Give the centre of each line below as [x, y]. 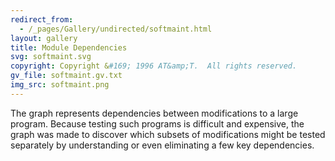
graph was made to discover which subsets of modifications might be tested [168, 134]
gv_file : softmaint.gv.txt [66, 76]
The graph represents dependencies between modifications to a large [154, 113]
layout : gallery [44, 38]
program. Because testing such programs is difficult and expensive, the [157, 123]
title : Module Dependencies [69, 47]
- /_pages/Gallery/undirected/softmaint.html [116, 29]
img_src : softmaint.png [60, 85]
